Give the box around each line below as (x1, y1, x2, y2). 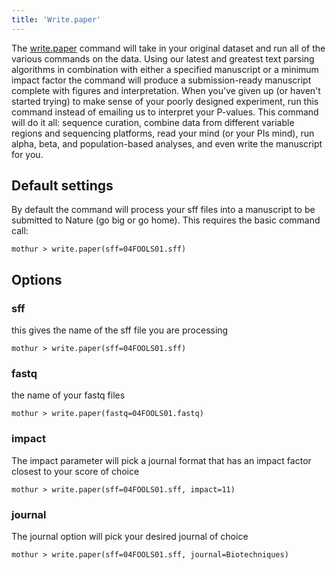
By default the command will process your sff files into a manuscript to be (11, 204, 316, 216)
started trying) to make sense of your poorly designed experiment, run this (11, 95, 319, 107)
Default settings (11, 177, 114, 195)
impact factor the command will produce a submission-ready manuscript (11, 74, 312, 86)
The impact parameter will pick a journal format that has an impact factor (11, 454, 312, 466)
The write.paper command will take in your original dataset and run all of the (11, 42, 326, 54)
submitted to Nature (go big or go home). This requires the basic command (11, 214, 321, 226)
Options (11, 271, 63, 288)
